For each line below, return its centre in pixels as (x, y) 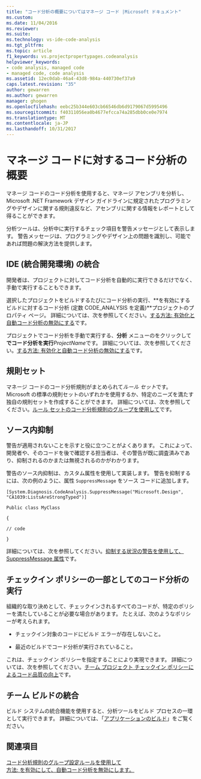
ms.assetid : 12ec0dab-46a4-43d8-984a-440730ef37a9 (71, 79)
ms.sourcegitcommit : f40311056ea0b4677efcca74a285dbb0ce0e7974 (87, 112)
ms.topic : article (29, 51)
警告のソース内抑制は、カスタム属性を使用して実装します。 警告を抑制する (98, 473)
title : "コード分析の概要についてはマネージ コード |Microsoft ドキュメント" (94, 12)
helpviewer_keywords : (33, 62)
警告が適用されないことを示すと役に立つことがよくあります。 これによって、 (101, 445)
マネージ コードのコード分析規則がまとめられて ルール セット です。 (89, 386)
